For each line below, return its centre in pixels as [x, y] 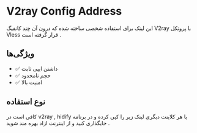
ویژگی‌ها [20, 54]
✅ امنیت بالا [29, 82]
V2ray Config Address [64, 11]
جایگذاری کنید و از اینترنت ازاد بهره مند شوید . [58, 123]
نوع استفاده [26, 102]
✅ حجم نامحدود [33, 75]
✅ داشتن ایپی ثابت [36, 68]
